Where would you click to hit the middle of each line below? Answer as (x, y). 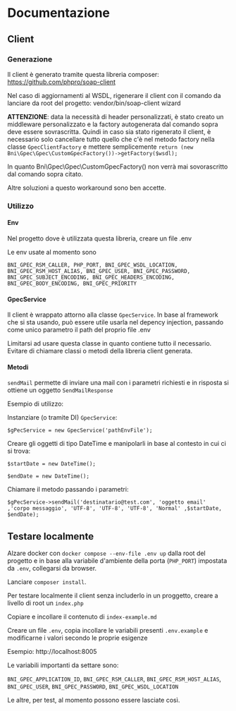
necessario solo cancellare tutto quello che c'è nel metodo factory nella (111, 139)
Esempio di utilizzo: (36, 404)
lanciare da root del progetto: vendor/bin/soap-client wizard (94, 103)
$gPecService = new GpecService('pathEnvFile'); (80, 431)
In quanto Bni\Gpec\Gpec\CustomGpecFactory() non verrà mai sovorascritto (118, 166)
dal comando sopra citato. (45, 174)
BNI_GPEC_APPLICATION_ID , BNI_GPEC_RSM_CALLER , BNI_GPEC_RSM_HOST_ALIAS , (114, 679)
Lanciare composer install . (47, 582)
